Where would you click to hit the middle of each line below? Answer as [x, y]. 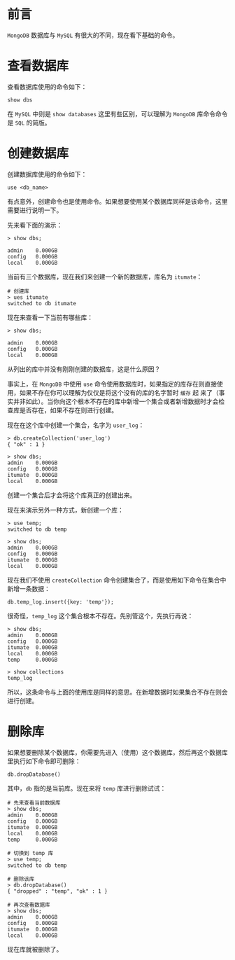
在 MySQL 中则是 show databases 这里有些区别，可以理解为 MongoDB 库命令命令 [117, 113]
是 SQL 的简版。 [29, 123]
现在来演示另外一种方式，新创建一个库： [65, 510]
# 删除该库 [21, 879]
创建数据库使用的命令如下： [47, 174]
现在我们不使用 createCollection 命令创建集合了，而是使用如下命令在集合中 [117, 580]
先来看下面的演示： [35, 225]
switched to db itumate [42, 303]
